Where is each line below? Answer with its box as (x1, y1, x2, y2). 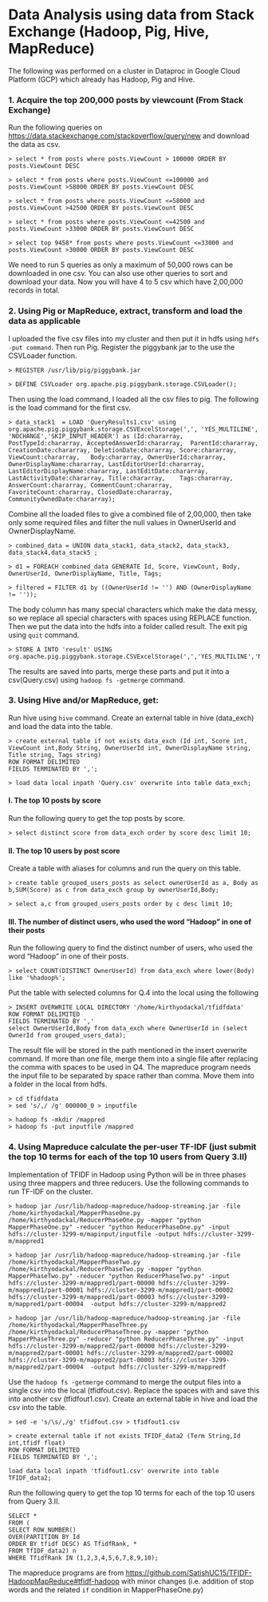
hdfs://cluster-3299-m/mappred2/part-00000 (8, 1341, 156, 1350)
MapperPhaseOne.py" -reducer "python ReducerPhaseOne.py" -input (8, 1223, 230, 1231)
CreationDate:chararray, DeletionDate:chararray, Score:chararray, (8, 446, 238, 454)
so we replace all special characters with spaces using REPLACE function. (8, 613, 252, 623)
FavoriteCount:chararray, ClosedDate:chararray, (8, 488, 173, 496)
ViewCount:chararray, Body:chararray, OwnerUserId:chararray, (8, 453, 227, 461)
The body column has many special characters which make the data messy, (8, 604, 258, 614)
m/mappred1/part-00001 (8, 1285, 84, 1294)
